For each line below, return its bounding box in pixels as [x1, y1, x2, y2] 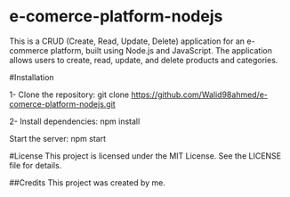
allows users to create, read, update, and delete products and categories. [9, 54, 278, 65]
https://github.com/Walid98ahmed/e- [131, 89, 269, 100]
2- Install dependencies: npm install [9, 116, 141, 127]
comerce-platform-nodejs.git [9, 98, 116, 109]
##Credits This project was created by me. [9, 176, 166, 188]
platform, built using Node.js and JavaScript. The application [50, 45, 273, 55]
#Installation [9, 71, 55, 82]
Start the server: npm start [9, 133, 107, 144]
